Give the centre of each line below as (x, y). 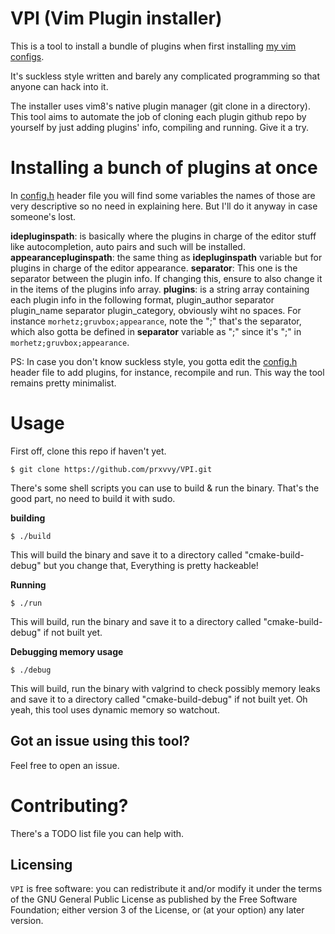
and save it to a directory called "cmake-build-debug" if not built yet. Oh (159, 699)
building (28, 518)
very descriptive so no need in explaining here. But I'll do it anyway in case (164, 206)
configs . (27, 56)
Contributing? (69, 805)
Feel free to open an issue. (65, 765)
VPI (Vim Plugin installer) (116, 18)
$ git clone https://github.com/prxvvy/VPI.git (111, 469)
